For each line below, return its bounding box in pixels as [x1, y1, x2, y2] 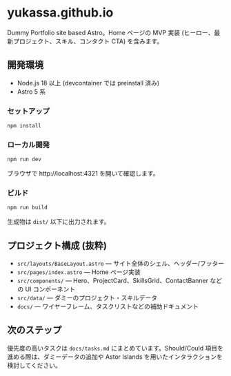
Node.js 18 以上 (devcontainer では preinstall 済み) [17, 79, 160, 87]
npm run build [7, 205, 48, 211]
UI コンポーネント [25, 285, 76, 293]
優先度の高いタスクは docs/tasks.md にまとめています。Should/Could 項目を [7, 344, 224, 352]
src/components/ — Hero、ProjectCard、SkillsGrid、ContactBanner [17, 277, 209, 285]
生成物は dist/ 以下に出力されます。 [7, 218, 110, 226]
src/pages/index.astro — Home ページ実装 [17, 268, 141, 276]
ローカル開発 [7, 140, 50, 149]
